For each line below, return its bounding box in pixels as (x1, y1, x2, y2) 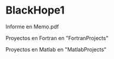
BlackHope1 (5, 4, 65, 17)
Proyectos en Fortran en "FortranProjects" (5, 34, 109, 41)
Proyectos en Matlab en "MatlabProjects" (5, 45, 107, 53)
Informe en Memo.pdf (5, 23, 59, 30)
